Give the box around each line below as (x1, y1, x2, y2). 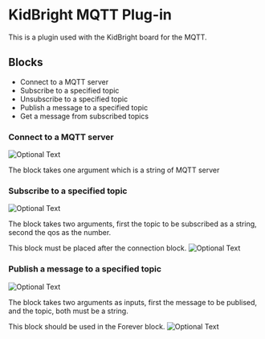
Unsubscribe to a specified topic (19, 94, 128, 104)
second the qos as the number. (8, 228, 112, 238)
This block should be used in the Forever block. (8, 321, 165, 331)
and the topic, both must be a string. (8, 306, 128, 316)
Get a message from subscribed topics (19, 111, 149, 121)
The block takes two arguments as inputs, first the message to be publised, (8, 297, 258, 307)
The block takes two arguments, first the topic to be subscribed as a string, (8, 219, 257, 229)
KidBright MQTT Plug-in (8, 6, 173, 24)
